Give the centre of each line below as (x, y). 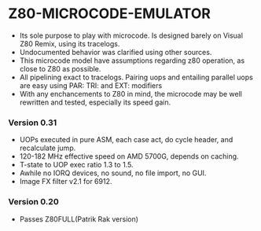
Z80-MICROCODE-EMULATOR (109, 14)
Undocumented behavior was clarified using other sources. (116, 52)
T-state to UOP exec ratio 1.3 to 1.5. (76, 165)
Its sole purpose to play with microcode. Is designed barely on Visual (131, 35)
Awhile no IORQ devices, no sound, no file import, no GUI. (113, 173)
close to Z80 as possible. (60, 68)
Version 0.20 (33, 202)
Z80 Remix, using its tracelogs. (70, 43)
